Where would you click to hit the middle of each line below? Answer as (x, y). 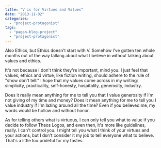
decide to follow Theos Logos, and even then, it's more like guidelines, (75, 125)
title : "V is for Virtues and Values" (44, 9)
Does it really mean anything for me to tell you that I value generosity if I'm (79, 95)
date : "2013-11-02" (25, 14)
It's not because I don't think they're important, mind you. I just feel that (76, 70)
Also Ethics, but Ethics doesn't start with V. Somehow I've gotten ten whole (80, 50)
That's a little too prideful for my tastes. (44, 140)
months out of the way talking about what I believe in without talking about (79, 55)
